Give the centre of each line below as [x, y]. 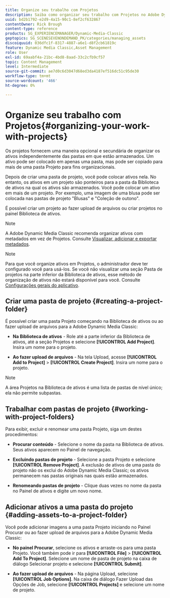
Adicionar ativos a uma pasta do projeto [69, 507]
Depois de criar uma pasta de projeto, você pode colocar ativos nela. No [81, 177]
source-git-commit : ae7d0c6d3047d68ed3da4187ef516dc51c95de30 [72, 72]
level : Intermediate [27, 67]
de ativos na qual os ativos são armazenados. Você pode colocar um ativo [83, 187]
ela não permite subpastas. [34, 393]
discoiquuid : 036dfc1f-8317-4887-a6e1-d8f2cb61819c [61, 43]
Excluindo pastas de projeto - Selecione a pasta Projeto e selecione [84, 459]
